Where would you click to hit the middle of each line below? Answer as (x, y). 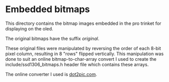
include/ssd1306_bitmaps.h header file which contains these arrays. (77, 64)
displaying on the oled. (29, 28)
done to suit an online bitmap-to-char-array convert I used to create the (81, 59)
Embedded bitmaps (48, 9)
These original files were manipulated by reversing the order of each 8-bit (83, 48)
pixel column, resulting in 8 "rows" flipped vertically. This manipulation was (84, 54)
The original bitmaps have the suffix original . (52, 38)
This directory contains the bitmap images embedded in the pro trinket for (83, 23)
